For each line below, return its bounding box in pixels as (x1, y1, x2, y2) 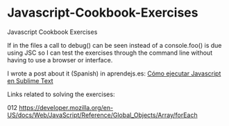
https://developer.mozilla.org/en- (19, 103, 113, 111)
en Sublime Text (7, 76, 53, 84)
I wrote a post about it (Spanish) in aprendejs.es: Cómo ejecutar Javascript (7, 69, 221, 78)
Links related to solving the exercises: (7, 90, 115, 98)
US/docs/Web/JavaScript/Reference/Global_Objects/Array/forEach (7, 111, 198, 119)
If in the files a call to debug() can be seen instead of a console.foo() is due (7, 41, 222, 49)
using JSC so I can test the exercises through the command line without (7, 48, 213, 57)
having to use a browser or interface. (7, 55, 113, 64)
